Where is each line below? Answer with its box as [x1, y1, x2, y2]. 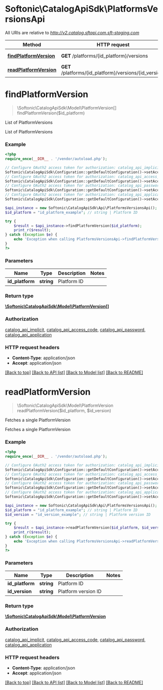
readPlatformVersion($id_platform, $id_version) [16, 407, 112, 413]
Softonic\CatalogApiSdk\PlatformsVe [5, 3, 158, 15]
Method [22, 41, 41, 48]
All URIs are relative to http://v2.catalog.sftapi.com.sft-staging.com [5, 30, 140, 35]
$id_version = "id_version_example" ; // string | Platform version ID [5, 512, 151, 517]
